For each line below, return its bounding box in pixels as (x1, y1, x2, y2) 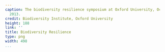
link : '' (5, 25, 23, 30)
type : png (5, 35, 26, 39)
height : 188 (5, 20, 29, 26)
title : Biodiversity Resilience (5, 30, 71, 35)
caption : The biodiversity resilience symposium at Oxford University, (5, 7, 155, 12)
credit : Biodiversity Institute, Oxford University (5, 16, 113, 21)
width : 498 (5, 39, 27, 44)
